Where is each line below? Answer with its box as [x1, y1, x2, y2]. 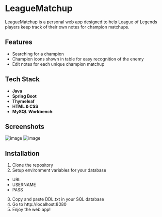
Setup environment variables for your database [12, 167, 107, 173]
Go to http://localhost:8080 [12, 202, 67, 207]
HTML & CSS [12, 103, 39, 109]
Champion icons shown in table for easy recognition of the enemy [12, 56, 144, 62]
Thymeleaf [12, 98, 35, 104]
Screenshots [5, 122, 45, 130]
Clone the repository [12, 162, 53, 168]
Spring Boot [12, 93, 37, 99]
